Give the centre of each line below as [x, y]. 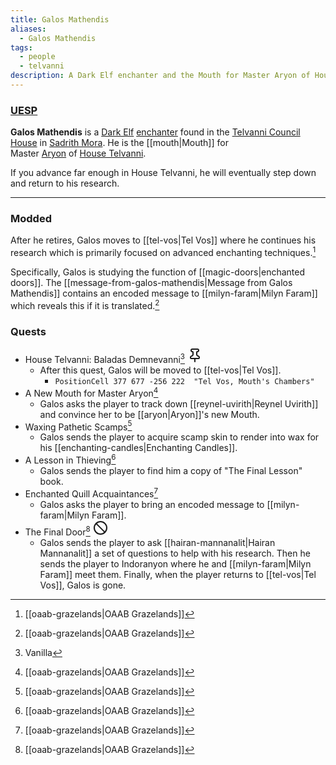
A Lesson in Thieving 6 [70, 459]
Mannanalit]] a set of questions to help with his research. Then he [175, 553]
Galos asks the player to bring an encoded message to [152, 504]
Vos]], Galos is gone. [83, 585]
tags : [21, 47]
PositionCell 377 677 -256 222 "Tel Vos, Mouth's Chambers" [184, 382]
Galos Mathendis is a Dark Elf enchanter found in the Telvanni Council [155, 132]
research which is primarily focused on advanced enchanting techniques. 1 [163, 252]
